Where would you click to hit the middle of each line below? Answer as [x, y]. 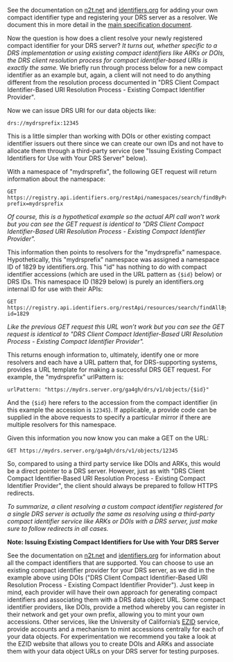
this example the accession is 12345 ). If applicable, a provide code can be [112, 410]
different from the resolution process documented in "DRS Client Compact [113, 82]
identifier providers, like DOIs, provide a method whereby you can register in [116, 607]
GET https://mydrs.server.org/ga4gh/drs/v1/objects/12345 [93, 451]
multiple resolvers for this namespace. [62, 425]
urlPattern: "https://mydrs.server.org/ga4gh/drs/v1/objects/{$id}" [108, 390]
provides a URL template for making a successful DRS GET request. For [109, 369]
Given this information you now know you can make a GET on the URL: [108, 438]
